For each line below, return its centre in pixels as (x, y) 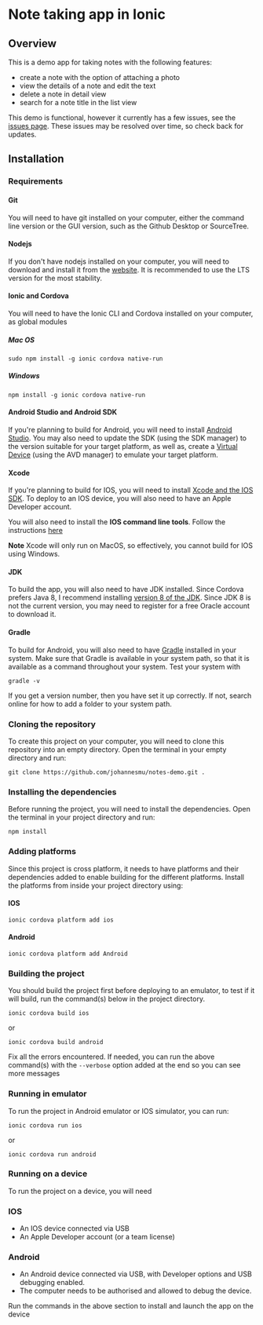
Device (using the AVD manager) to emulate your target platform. (113, 455)
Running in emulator (47, 1094)
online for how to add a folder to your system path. (90, 703)
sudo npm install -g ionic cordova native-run (86, 359)
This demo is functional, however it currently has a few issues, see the (122, 118)
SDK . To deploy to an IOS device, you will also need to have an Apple (120, 498)
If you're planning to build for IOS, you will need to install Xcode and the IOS (131, 490)
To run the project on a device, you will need (80, 1191)
